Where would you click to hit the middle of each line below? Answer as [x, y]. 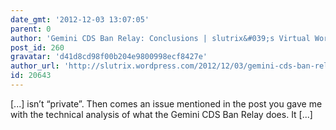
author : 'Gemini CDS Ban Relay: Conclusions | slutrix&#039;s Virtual [160, 38]
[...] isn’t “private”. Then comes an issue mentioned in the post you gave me [166, 103]
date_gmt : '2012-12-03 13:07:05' [80, 19]
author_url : [35, 66]
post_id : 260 [37, 47]
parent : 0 [31, 29]
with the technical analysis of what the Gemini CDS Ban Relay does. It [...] [161, 114]
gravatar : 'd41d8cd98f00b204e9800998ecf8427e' [109, 57]
